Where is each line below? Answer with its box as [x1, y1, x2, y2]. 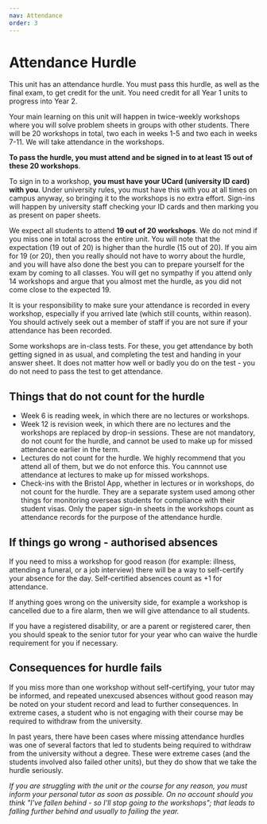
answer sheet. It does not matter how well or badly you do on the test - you [9, 358, 256, 368]
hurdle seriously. [9, 765, 64, 775]
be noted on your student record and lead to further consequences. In [9, 699, 239, 709]
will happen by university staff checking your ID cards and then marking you [9, 202, 259, 212]
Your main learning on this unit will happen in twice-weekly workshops [9, 112, 241, 122]
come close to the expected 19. [9, 285, 112, 295]
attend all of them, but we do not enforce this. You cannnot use [20, 462, 227, 471]
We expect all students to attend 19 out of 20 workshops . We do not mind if [9, 226, 257, 236]
